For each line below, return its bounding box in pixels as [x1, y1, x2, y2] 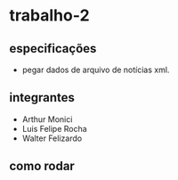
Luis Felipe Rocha [21, 123, 87, 134]
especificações [9, 41, 97, 56]
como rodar [9, 159, 76, 174]
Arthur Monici [21, 113, 73, 125]
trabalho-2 [9, 5, 91, 26]
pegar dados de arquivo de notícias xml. [21, 64, 170, 75]
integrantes [9, 90, 76, 105]
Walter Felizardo [21, 133, 83, 143]
